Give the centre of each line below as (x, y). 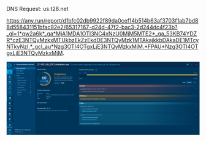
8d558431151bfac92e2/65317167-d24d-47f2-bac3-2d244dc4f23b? (92, 27)
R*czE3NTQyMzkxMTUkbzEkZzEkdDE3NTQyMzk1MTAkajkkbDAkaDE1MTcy (103, 40)
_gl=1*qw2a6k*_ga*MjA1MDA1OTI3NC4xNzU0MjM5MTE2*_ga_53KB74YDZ (102, 34)
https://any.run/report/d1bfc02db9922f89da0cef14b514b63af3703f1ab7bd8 (102, 20)
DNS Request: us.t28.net (37, 9)
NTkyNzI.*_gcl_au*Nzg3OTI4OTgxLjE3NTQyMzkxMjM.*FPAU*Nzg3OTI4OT (102, 46)
